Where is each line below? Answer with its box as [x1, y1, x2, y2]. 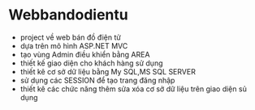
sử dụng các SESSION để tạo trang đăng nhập [19, 75, 175, 85]
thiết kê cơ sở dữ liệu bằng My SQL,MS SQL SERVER [19, 66, 197, 76]
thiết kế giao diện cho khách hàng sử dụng [19, 58, 163, 68]
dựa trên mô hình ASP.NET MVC [19, 40, 128, 50]
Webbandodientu [8, 6, 128, 24]
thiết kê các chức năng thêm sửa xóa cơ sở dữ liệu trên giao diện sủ [19, 83, 248, 94]
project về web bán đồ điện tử [19, 32, 122, 42]
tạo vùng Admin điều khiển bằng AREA [19, 49, 150, 59]
